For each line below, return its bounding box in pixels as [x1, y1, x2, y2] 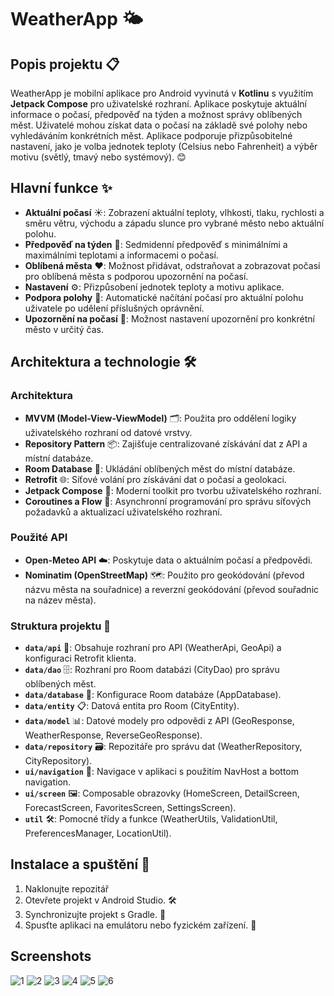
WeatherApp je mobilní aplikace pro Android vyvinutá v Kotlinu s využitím [10, 87, 314, 99]
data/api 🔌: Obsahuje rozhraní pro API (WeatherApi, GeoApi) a [24, 642, 282, 654]
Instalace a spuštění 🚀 [10, 856, 150, 873]
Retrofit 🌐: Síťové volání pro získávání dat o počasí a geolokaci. [24, 473, 287, 485]
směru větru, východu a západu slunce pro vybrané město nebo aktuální [24, 217, 325, 229]
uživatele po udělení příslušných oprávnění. [24, 302, 205, 314]
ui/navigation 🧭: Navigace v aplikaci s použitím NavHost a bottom [24, 766, 300, 778]
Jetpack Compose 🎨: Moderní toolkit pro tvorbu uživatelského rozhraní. [24, 484, 322, 496]
